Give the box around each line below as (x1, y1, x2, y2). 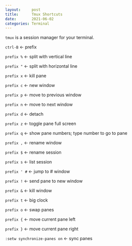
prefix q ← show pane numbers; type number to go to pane (5, 130, 128, 136)
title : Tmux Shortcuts (5, 12, 63, 17)
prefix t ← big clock (5, 197, 48, 203)
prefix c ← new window (5, 82, 55, 88)
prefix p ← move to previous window (5, 92, 82, 98)
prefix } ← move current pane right (5, 226, 79, 232)
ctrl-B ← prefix (5, 44, 37, 50)
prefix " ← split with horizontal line (5, 63, 78, 69)
